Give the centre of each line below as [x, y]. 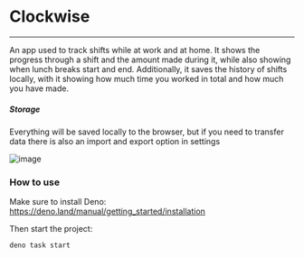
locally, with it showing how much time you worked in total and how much [147, 78]
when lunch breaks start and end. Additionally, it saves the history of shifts [148, 69]
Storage [25, 109]
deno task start [40, 245]
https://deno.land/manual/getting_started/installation [108, 211]
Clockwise [50, 17]
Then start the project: [51, 229]
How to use [35, 182]
